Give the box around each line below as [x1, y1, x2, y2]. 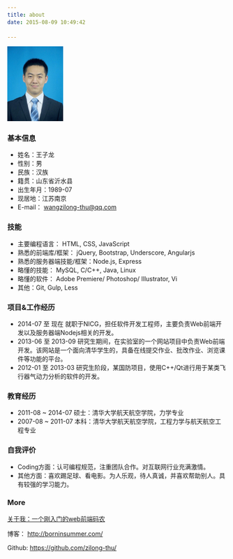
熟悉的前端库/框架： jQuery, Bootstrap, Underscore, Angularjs [17, 248, 195, 257]
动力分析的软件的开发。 [36, 372, 103, 381]
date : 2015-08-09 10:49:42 [7, 18, 86, 26]
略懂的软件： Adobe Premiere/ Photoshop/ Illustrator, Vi [17, 274, 178, 283]
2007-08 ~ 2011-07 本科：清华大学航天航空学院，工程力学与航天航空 [17, 417, 216, 426]
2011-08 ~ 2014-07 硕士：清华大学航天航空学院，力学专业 [17, 409, 184, 417]
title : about [7, 11, 45, 18]
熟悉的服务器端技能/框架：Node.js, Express [17, 257, 142, 265]
